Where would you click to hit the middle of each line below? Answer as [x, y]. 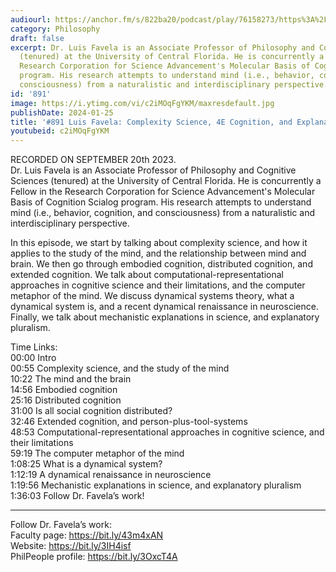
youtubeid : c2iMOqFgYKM [60, 131]
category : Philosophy [55, 29]
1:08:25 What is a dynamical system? [86, 464]
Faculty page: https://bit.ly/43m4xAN [87, 535]
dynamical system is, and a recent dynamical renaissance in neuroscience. [164, 307]
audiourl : [31, 19]
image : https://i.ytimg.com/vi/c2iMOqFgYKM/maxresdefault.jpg [142, 103]
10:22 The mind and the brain [71, 379]
